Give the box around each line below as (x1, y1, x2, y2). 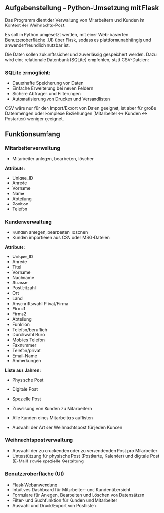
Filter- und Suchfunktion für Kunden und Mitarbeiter (12, 497, 117, 503)
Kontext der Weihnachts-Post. (5, 22, 66, 28)
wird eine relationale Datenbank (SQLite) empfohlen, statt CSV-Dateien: (5, 56, 149, 63)
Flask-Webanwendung (12, 482, 58, 487)
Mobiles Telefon (12, 337, 45, 343)
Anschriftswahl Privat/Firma (12, 301, 69, 307)
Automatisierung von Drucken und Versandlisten (12, 96, 110, 102)
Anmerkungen (12, 358, 41, 364)
